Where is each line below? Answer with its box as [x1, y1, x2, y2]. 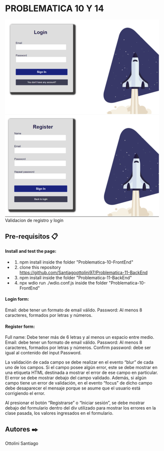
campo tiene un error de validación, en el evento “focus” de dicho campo [5, 380, 153, 386]
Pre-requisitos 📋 [5, 232, 59, 241]
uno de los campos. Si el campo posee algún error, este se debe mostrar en [5, 365, 158, 370]
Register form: [5, 323, 35, 329]
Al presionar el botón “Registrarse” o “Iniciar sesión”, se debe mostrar [5, 400, 145, 406]
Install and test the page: [5, 248, 57, 254]
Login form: [5, 296, 29, 302]
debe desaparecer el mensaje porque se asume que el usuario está [5, 385, 141, 391]
